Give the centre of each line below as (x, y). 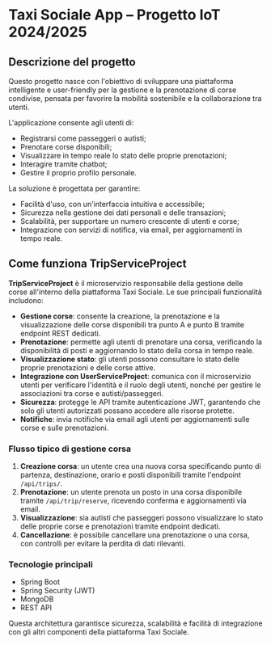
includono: (26, 300)
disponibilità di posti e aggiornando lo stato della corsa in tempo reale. (137, 350)
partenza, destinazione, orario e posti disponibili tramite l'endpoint (130, 475)
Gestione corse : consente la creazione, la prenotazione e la (120, 316)
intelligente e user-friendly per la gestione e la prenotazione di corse (123, 90)
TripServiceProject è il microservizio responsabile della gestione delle (126, 283)
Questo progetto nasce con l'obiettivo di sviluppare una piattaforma (121, 81)
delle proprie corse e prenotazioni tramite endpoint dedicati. (120, 526)
